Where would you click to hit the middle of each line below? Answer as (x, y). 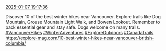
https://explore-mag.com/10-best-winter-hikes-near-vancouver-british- (80, 38)
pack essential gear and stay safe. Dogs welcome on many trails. (73, 27)
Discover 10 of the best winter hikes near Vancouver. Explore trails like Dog (83, 17)
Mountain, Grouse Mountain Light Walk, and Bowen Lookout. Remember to (83, 22)
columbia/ (16, 43)
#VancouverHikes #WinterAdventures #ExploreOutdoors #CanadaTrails (79, 33)
